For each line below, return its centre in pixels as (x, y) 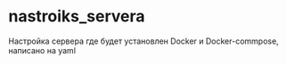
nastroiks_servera (77, 16)
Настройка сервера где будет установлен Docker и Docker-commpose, (143, 41)
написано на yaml (42, 50)
